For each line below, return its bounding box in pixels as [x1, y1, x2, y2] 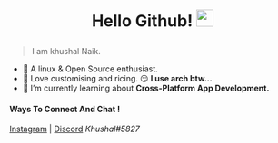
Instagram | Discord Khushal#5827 [9, 123, 141, 135]
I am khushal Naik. [31, 46, 102, 57]
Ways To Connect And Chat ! [9, 103, 121, 114]
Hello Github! [91, 11, 194, 32]
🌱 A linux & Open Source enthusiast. [22, 63, 159, 74]
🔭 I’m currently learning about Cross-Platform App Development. [22, 82, 270, 94]
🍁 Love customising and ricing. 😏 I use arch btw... [22, 73, 213, 84]
